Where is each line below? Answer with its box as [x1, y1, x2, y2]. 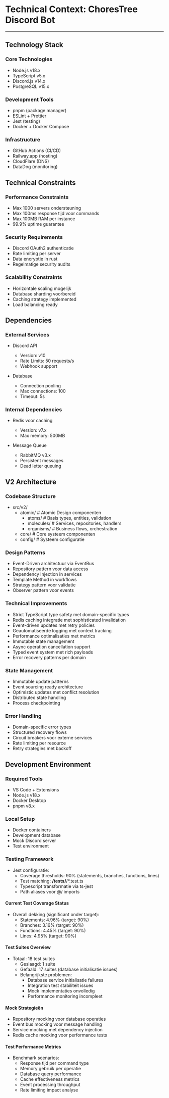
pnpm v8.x [12, 803, 35, 809]
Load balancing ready [12, 302, 58, 308]
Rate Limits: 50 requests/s [20, 358, 74, 364]
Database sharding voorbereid [12, 290, 76, 296]
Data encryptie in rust [12, 256, 58, 262]
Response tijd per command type [20, 1060, 89, 1066]
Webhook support [20, 363, 58, 369]
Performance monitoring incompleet [27, 993, 103, 1000]
